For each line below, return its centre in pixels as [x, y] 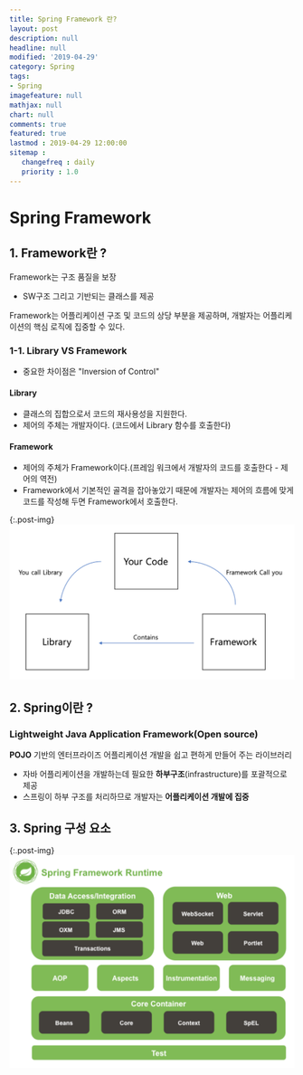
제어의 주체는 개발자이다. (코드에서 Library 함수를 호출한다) [127, 425]
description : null [44, 38]
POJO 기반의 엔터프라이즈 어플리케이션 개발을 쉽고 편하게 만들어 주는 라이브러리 [151, 755]
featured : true [38, 134]
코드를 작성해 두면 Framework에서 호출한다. [100, 501]
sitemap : [28, 153]
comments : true [38, 124]
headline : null [38, 48]
